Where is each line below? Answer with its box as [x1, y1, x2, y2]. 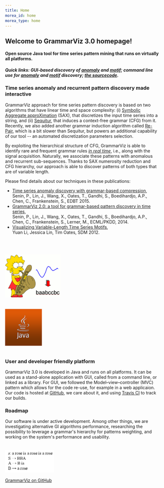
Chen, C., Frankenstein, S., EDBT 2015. [12, 198, 91, 204]
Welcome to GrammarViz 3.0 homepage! [5, 37, 132, 45]
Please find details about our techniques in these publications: [5, 178, 131, 184]
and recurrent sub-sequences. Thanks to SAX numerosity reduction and [5, 158, 151, 164]
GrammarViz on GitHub [5, 477, 52, 483]
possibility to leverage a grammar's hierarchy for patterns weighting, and [5, 429, 152, 435]
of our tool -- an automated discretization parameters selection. [5, 133, 134, 139]
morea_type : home [5, 18, 41, 23]
